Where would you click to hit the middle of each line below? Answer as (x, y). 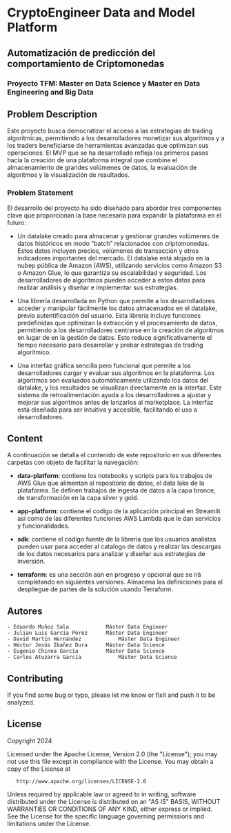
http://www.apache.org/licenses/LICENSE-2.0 (81, 781)
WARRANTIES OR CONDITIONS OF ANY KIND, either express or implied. (110, 809)
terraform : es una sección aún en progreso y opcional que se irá (109, 575)
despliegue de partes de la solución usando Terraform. (95, 589)
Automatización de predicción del (81, 53)
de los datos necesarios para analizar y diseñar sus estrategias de (111, 554)
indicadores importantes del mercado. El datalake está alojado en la (113, 258)
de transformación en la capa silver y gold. (78, 498)
